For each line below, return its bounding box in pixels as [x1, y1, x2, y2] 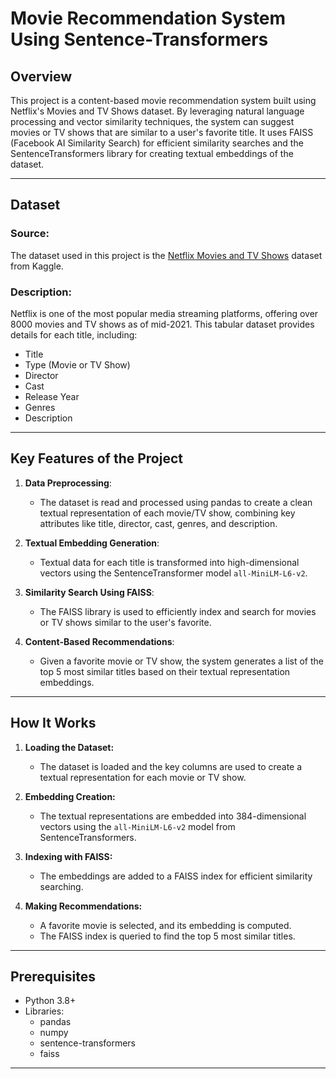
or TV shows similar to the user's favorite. [39, 616, 212, 628]
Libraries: [24, 1005, 65, 1017]
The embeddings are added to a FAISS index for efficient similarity [39, 870, 313, 882]
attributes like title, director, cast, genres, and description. [39, 517, 278, 529]
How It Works [10, 715, 97, 732]
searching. [39, 880, 84, 892]
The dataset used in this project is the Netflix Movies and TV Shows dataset [10, 249, 323, 261]
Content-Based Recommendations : [24, 635, 175, 647]
